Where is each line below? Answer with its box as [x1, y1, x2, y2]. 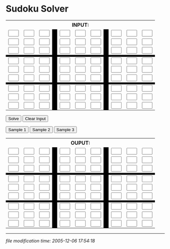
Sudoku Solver [6, 3, 69, 15]
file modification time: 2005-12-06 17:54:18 [6, 237, 95, 243]
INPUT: [72, 21, 89, 28]
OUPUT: [70, 139, 90, 146]
